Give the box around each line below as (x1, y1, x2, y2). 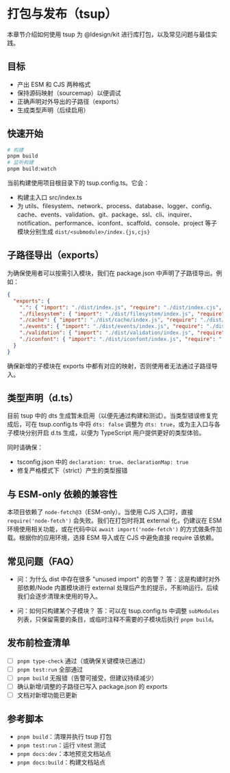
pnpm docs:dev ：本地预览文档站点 (16, 750, 112, 757)
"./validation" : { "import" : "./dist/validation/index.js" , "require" (19, 329, 225, 336)
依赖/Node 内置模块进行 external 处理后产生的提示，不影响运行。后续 (23, 583, 219, 592)
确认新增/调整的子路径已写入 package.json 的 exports (16, 683, 168, 691)
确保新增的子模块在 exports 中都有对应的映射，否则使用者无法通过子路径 (7, 362, 212, 370)
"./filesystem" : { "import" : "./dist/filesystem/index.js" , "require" (19, 310, 225, 317)
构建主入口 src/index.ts (16, 193, 82, 202)
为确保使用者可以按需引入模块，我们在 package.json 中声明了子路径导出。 (7, 268, 217, 277)
